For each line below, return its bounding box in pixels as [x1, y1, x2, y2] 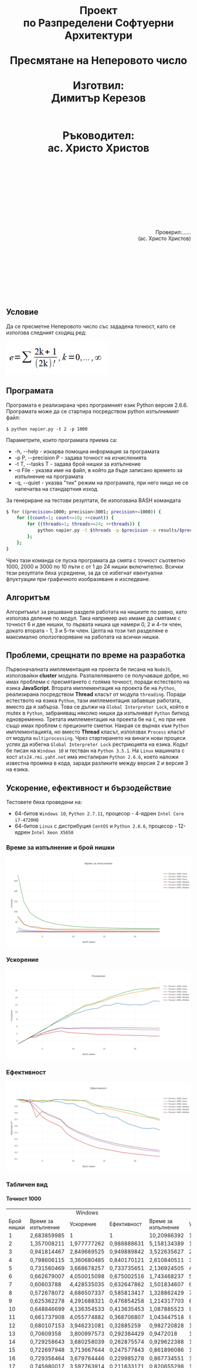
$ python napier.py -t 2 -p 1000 [6, 426, 88, 432]
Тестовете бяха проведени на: [6, 799, 83, 806]
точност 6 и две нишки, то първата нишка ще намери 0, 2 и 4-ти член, [6, 620, 183, 627]
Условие [6, 307, 39, 317]
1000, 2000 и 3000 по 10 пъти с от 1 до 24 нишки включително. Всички [6, 563, 184, 570]
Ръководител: [62, 129, 135, 142]
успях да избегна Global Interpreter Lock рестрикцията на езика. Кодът [6, 741, 189, 748]
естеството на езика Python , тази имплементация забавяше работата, [6, 697, 182, 704]
